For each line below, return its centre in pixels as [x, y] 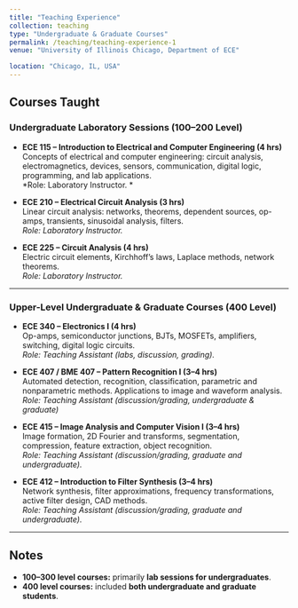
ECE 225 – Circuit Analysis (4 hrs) [85, 247]
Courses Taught [55, 103]
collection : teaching [49, 26]
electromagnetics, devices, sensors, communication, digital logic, [141, 166]
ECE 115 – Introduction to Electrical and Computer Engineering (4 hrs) [152, 146]
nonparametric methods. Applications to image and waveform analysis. [152, 391]
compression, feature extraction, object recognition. [117, 446]
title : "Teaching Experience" [65, 17]
